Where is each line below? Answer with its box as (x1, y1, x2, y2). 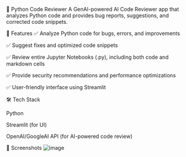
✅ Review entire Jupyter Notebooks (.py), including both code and (6, 54, 169, 61)
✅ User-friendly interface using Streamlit (6, 84, 106, 90)
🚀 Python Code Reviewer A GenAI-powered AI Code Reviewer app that (6, 6, 179, 12)
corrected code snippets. (6, 18, 68, 25)
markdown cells (6, 60, 45, 67)
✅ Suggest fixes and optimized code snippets (6, 42, 118, 49)
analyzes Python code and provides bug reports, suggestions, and (6, 12, 169, 19)
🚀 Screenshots (6, 145, 42, 151)
